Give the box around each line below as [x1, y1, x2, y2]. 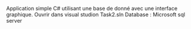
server [6, 17, 23, 24]
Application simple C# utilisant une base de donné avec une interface [6, 5, 178, 12]
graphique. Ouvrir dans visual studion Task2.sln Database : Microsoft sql [6, 11, 186, 18]
